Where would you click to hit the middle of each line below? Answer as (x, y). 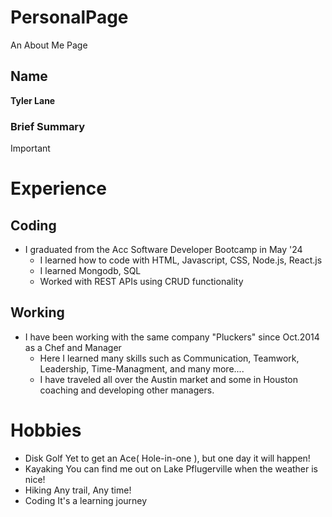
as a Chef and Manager (73, 347)
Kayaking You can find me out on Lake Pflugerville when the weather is (171, 468)
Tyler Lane (33, 100)
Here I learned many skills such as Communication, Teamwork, (169, 358)
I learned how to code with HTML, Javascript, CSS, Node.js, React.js (181, 260)
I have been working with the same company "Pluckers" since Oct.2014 (172, 337)
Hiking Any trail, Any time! (78, 490)
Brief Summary (48, 126)
